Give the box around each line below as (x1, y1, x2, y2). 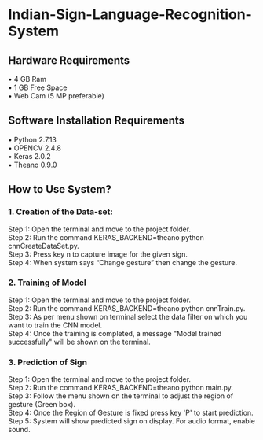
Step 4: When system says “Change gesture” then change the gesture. (8, 257, 238, 267)
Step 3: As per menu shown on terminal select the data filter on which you (8, 312, 248, 321)
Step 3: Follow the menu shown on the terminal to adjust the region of (8, 391, 234, 401)
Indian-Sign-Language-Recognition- (8, 6, 253, 24)
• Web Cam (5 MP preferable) (8, 91, 104, 100)
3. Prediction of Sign (8, 357, 88, 368)
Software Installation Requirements (8, 114, 185, 128)
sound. (8, 425, 31, 434)
